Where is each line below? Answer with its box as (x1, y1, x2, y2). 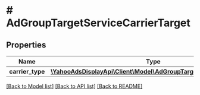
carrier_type (9, 68, 45, 75)
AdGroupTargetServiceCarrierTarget (6, 16, 190, 30)
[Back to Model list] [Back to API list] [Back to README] (6, 83, 143, 90)
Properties (6, 40, 46, 50)
